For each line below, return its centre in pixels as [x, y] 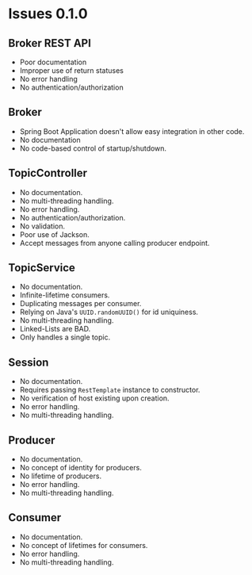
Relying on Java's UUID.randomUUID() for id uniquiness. [109, 312]
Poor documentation [53, 62]
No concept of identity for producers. [81, 468]
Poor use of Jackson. [54, 234]
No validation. [42, 226]
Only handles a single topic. [65, 337]
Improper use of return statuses [72, 71]
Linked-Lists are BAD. [55, 329]
